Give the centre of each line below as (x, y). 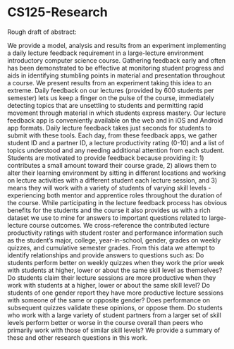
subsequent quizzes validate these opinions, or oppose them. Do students (115, 307)
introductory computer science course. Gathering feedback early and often (117, 60)
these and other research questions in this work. (78, 337)
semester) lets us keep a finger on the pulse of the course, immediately (111, 98)
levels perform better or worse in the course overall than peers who (105, 322)
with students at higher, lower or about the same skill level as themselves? (115, 270)
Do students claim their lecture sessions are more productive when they (112, 277)
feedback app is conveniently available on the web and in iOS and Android (115, 120)
